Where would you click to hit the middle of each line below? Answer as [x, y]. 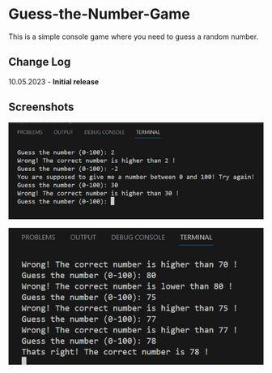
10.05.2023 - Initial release [54, 81]
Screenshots [41, 107]
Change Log [40, 62]
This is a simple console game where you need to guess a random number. [134, 36]
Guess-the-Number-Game [99, 14]
